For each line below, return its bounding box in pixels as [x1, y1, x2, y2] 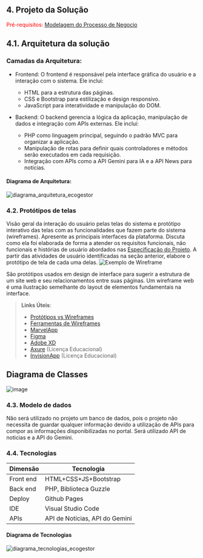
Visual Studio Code [45, 505, 99, 513]
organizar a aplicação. [24, 138, 80, 145]
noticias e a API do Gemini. [6, 434, 74, 442]
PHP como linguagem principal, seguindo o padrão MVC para [24, 132, 178, 139]
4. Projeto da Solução [6, 5, 89, 15]
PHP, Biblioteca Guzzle [45, 485, 110, 493]
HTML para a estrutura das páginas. [24, 89, 115, 96]
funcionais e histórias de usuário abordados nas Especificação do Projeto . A [6, 246, 197, 253]
